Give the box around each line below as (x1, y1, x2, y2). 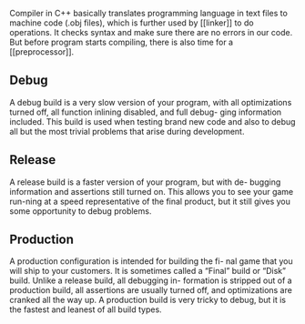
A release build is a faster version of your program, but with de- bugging (9, 177, 281, 187)
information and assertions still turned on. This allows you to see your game (9, 186, 294, 197)
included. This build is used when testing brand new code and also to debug (9, 116, 296, 127)
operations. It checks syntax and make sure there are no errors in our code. (9, 27, 293, 37)
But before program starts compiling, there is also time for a (9, 36, 234, 47)
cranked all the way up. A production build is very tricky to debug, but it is (9, 295, 287, 306)
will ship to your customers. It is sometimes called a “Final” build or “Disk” (9, 266, 287, 277)
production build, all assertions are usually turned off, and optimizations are (9, 285, 293, 296)
